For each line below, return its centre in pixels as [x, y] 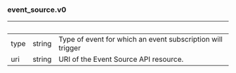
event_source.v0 [37, 10]
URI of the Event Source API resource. [121, 59]
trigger [70, 48]
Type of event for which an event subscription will [140, 40]
